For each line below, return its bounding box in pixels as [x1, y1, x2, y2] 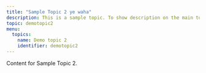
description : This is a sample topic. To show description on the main [6, 15, 193, 21]
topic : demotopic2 [6, 20, 53, 26]
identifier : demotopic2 [17, 43, 78, 49]
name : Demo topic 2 [17, 37, 67, 43]
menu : [6, 26, 20, 32]
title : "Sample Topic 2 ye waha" [6, 9, 92, 15]
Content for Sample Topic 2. [6, 59, 78, 67]
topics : [12, 32, 32, 38]
